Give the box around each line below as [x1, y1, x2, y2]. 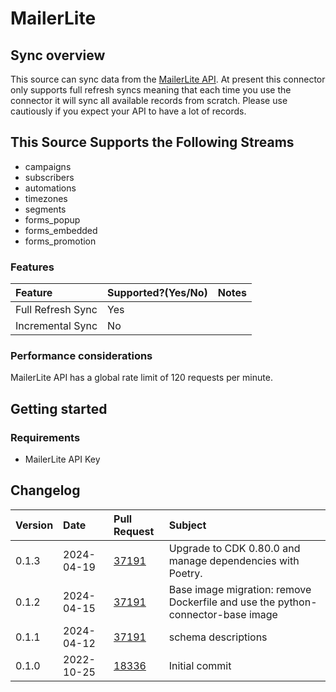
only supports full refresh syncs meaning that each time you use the [10, 84, 292, 96]
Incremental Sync [15, 319, 98, 333]
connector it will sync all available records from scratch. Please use [10, 95, 288, 106]
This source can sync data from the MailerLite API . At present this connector [10, 73, 326, 85]
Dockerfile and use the [168, 595, 276, 609]
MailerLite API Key [24, 453, 101, 466]
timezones [24, 192, 68, 204]
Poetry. [168, 566, 203, 580]
